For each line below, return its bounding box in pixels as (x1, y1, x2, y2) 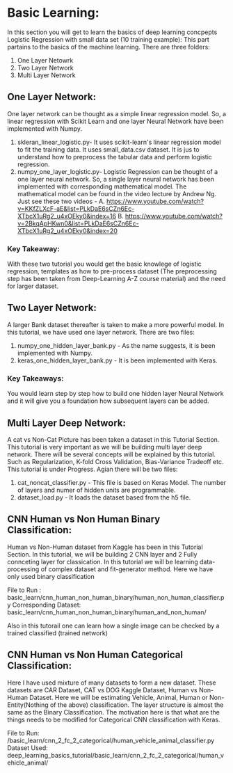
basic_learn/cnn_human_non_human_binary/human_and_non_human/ (7, 607, 207, 616)
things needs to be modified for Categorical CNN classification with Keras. (7, 715, 220, 724)
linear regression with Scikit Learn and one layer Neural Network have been (7, 117, 224, 125)
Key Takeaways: (7, 374, 64, 383)
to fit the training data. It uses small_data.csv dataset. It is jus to (17, 145, 200, 154)
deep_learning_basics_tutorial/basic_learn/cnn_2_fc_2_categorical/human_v (7, 751, 225, 759)
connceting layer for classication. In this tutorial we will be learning (7, 557, 198, 566)
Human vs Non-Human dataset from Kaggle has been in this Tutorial (7, 543, 203, 551)
